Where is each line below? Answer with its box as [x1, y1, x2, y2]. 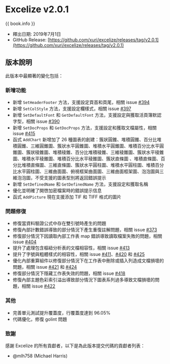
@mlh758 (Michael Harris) [12, 353, 67, 359]
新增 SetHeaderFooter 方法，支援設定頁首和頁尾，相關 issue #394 [12, 99, 150, 106]
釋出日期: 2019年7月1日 [12, 31, 61, 37]
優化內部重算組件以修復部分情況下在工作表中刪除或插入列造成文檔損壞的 [12, 257, 164, 264]
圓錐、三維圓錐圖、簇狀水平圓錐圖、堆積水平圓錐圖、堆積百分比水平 [17, 143, 160, 149]
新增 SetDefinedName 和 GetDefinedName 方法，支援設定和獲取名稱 [12, 181, 149, 187]
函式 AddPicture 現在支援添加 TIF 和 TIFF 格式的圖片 [12, 194, 122, 200]
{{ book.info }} [5, 20, 36, 27]
